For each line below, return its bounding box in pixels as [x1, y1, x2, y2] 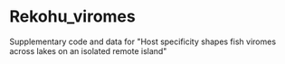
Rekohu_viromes [9, 6, 136, 27]
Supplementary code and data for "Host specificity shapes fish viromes [9, 36, 277, 47]
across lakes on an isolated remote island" [9, 45, 167, 56]
